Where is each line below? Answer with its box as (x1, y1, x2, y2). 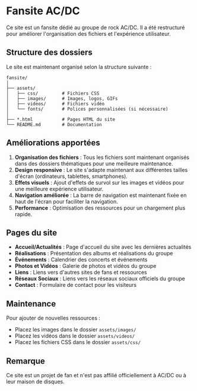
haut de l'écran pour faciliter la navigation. (14, 198, 119, 205)
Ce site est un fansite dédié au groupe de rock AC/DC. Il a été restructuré (6, 24, 185, 31)
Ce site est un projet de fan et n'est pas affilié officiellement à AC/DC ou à (6, 372, 187, 379)
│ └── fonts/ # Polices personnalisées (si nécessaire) (6, 106, 169, 112)
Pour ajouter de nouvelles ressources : (6, 314, 101, 322)
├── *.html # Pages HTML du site (6, 116, 116, 123)
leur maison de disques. (6, 378, 65, 385)
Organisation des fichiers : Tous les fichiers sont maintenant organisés (14, 154, 190, 161)
